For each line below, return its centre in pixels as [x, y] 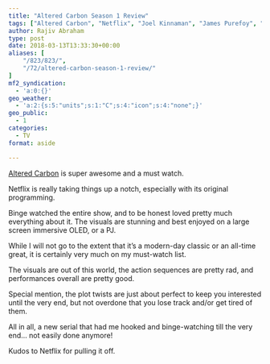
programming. [32, 197]
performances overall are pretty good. [72, 278]
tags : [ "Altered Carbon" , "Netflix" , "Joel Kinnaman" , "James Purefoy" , [133, 23]
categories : [28, 128]
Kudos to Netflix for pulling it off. [62, 350]
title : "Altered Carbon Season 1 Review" [79, 16]
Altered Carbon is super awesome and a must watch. [96, 173]
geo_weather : [30, 98]
